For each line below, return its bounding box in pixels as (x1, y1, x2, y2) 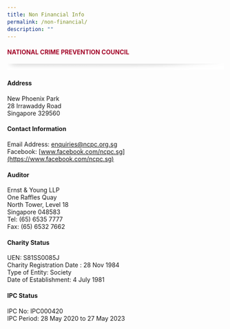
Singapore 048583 (7, 208, 61, 217)
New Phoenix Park (7, 94, 60, 103)
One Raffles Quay (7, 193, 57, 201)
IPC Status (7, 291, 38, 299)
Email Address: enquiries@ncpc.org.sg (7, 140, 118, 148)
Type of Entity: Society (7, 268, 72, 277)
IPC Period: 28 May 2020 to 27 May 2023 (7, 314, 125, 322)
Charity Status (7, 238, 50, 246)
